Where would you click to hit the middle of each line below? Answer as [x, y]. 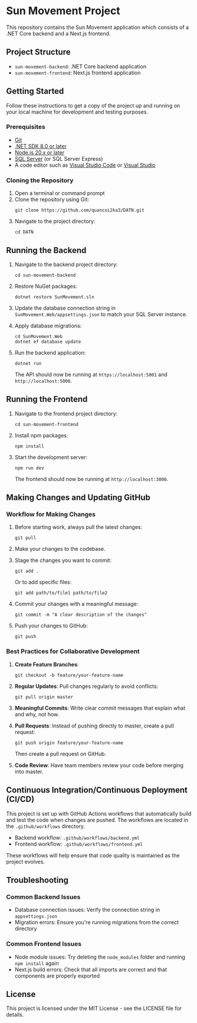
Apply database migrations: [48, 326]
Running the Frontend [47, 399]
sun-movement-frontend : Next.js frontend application [78, 73]
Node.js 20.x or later [40, 152]
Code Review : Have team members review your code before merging [99, 765]
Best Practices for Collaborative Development [73, 651]
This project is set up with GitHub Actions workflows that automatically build [99, 813]
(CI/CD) [20, 799]
